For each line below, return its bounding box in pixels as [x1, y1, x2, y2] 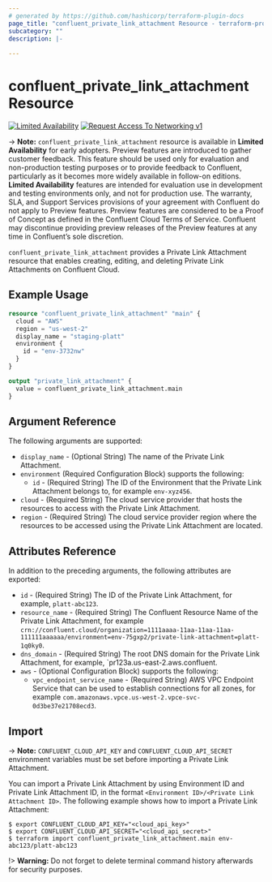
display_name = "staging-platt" [15, 332, 125, 341]
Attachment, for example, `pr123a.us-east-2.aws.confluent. [19, 658, 218, 668]
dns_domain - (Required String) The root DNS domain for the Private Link [19, 649, 261, 659]
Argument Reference [8, 415, 117, 428]
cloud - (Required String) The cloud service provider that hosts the [19, 495, 243, 505]
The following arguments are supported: [8, 436, 143, 446]
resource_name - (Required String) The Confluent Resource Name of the [19, 608, 259, 617]
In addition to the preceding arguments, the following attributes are [8, 566, 232, 576]
